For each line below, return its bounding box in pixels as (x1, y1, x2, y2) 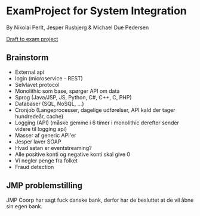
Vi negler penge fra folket (14, 156, 78, 164)
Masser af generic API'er (14, 132, 76, 139)
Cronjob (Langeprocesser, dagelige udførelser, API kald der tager (14, 106, 176, 114)
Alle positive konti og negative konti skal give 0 (14, 151, 130, 158)
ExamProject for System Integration (6, 4, 187, 18)
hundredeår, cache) (14, 112, 64, 120)
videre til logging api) (14, 125, 67, 132)
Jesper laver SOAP (14, 138, 61, 145)
